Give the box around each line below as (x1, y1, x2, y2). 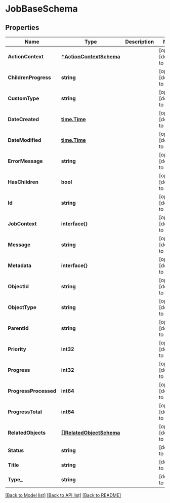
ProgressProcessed (8, 388, 57, 394)
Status (8, 447, 24, 454)
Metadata (8, 262, 32, 269)
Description (125, 38, 154, 45)
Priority (8, 345, 26, 353)
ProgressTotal (8, 408, 42, 415)
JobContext (8, 220, 37, 227)
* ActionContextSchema (61, 53, 120, 60)
